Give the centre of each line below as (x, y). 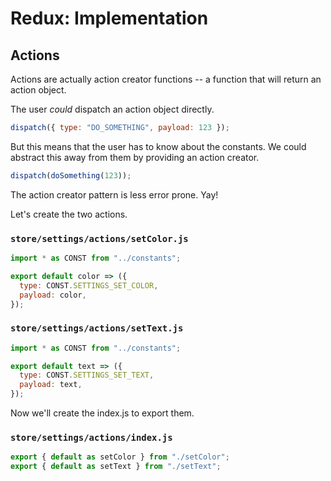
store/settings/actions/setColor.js (99, 238)
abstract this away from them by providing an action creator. (135, 157)
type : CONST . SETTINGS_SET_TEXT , (87, 375)
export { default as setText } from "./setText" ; (116, 467)
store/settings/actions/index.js (91, 438)
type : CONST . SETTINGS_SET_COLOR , (89, 285)
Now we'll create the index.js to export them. (102, 413)
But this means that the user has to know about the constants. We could (158, 146)
